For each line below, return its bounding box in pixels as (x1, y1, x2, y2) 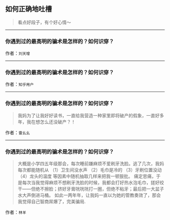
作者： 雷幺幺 (5, 129, 30, 136)
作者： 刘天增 (5, 50, 30, 57)
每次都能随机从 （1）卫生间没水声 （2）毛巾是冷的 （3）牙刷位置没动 (17, 167, 162, 173)
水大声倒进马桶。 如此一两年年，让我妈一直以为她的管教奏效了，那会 (17, 192, 161, 198)
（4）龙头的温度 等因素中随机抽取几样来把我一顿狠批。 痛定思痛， (17, 173, 156, 179)
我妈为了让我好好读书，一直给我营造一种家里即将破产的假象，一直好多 (17, 112, 164, 118)
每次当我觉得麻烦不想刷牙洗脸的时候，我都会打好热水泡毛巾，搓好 (22, 180, 160, 186)
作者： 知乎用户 (5, 81, 34, 87)
